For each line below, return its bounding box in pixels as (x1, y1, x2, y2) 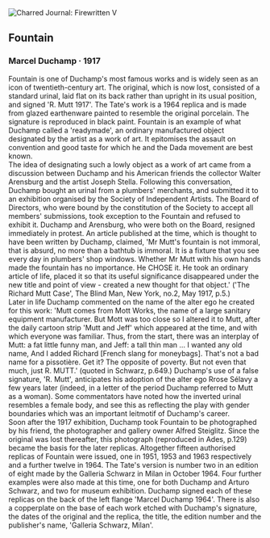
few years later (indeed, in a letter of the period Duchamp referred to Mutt (8, 383, 254, 393)
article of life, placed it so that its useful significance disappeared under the (8, 271, 260, 281)
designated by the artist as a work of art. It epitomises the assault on (8, 133, 236, 144)
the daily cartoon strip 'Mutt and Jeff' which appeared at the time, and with (8, 322, 258, 332)
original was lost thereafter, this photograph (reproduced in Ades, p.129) (8, 434, 247, 443)
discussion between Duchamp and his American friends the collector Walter (8, 168, 261, 178)
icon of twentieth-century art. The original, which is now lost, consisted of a (8, 82, 260, 92)
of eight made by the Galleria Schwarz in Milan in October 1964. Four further (8, 469, 262, 478)
